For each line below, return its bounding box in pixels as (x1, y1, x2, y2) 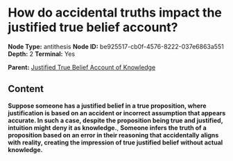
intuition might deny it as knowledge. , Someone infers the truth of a (8, 123, 207, 132)
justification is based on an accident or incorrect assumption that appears (8, 108, 226, 117)
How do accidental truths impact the (8, 5, 223, 21)
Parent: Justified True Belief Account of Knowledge (8, 63, 156, 71)
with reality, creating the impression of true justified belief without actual (8, 138, 223, 146)
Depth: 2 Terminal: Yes (8, 50, 76, 58)
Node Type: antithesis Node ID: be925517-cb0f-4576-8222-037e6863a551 (8, 42, 224, 50)
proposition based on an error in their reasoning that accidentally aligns (8, 131, 219, 139)
